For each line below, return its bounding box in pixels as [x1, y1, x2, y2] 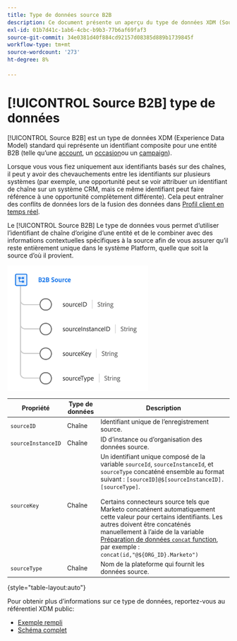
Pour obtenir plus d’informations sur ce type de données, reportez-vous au [7, 596, 226, 605]
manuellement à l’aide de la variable [100, 527, 205, 536]
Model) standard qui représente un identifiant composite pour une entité [7, 141, 217, 149]
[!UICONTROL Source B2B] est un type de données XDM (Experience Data [7, 133, 224, 142]
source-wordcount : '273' [7, 49, 80, 56]
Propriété [21, 403, 50, 412]
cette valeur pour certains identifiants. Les [100, 512, 224, 521]
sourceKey [10, 502, 39, 509]
